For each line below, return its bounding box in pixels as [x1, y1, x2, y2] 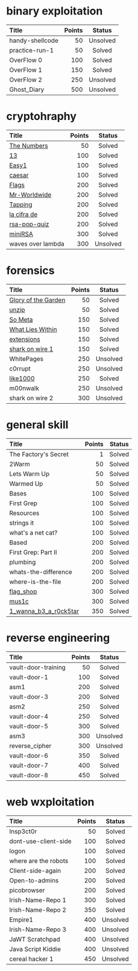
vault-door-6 [9, 751, 48, 760]
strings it [9, 518, 34, 527]
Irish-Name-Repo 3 [9, 925, 66, 934]
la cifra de [9, 210, 38, 218]
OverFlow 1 [9, 65, 42, 74]
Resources [9, 509, 40, 517]
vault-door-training [9, 663, 66, 671]
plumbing [9, 558, 36, 566]
